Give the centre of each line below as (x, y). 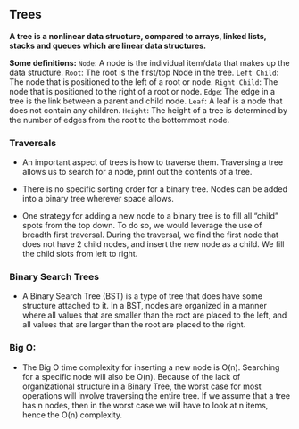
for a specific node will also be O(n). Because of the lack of (131, 376)
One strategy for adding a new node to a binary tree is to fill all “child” (150, 216)
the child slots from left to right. (80, 254)
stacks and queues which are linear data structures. (108, 45)
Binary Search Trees (54, 277)
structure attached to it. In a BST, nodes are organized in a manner (145, 306)
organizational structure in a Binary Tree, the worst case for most (141, 386)
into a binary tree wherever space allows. (98, 199)
